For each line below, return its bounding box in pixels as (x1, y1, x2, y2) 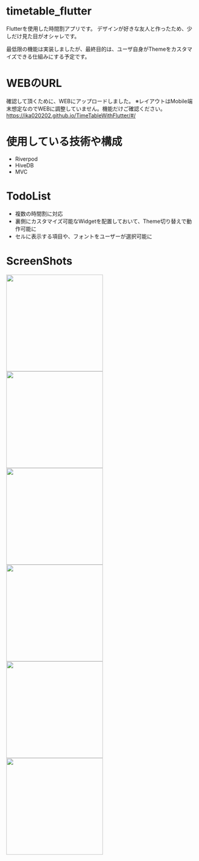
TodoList (6, 189, 51, 203)
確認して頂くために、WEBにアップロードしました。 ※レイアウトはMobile (6, 97, 188, 105)
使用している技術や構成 (6, 135, 122, 149)
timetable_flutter (6, 4, 92, 18)
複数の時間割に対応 (14, 210, 63, 217)
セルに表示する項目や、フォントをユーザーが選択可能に (14, 233, 153, 240)
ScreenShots (6, 254, 72, 268)
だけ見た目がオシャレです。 (11, 32, 80, 40)
